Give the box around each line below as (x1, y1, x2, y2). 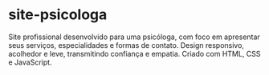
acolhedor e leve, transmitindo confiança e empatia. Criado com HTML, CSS (8, 49, 261, 58)
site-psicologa (8, 6, 108, 24)
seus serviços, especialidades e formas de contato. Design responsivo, (8, 40, 245, 49)
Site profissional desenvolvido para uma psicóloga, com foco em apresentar (8, 32, 261, 41)
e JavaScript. (8, 57, 52, 67)
